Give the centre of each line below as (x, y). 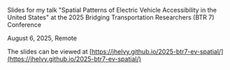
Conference (24, 25)
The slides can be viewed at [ (50, 52)
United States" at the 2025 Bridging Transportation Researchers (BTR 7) (111, 17)
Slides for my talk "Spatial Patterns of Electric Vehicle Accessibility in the (112, 10)
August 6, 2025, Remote (42, 38)
